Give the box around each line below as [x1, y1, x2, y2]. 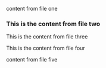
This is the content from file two [6, 20, 101, 28]
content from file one [6, 5, 58, 12]
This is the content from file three [6, 33, 88, 40]
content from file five [6, 56, 58, 63]
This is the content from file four [6, 44, 85, 52]
